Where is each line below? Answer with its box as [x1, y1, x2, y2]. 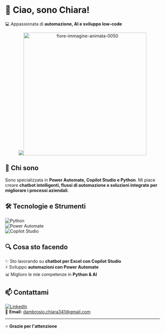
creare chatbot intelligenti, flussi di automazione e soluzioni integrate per [5, 182, 158, 188]
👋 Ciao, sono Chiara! [5, 4, 90, 16]
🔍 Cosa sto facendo [5, 243, 68, 251]
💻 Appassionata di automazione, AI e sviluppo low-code [5, 21, 122, 26]
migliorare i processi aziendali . [5, 187, 69, 193]
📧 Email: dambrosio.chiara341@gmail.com [5, 309, 91, 315]
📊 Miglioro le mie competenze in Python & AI [5, 272, 97, 278]
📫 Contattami [5, 288, 49, 296]
